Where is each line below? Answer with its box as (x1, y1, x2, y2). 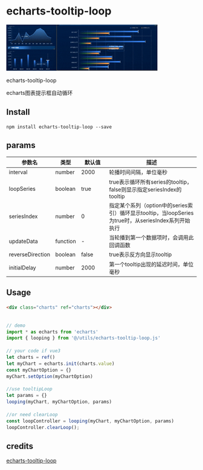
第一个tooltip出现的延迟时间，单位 (109, 260, 194, 268)
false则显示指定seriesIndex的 (109, 185, 182, 193)
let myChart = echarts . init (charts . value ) (6, 361, 115, 367)
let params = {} (6, 393, 47, 399)
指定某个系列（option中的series (109, 201, 188, 209)
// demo (6, 322, 26, 329)
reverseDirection (8, 251, 50, 258)
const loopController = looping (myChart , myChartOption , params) (6, 418, 174, 424)
